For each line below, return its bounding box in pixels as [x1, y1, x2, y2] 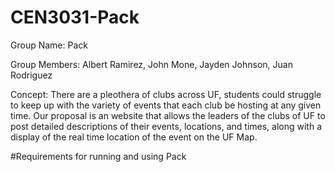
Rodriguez [10, 69, 53, 81]
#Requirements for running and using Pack [10, 150, 187, 162]
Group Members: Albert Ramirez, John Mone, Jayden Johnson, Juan [10, 58, 293, 70]
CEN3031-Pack [10, 6, 140, 29]
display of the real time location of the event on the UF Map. [10, 131, 258, 143]
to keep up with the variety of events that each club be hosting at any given [10, 99, 322, 111]
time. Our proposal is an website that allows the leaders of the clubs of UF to [10, 109, 326, 121]
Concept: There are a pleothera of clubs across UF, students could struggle [10, 88, 322, 100]
